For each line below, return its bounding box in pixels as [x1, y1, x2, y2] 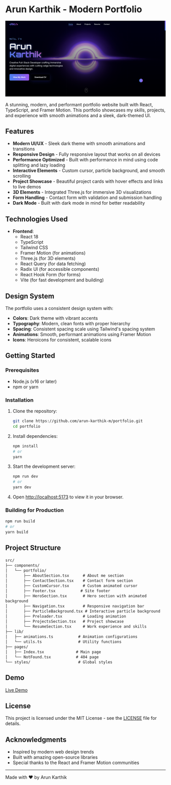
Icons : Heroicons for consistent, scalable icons [12, 337, 112, 343]
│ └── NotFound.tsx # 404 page [5, 654, 99, 660]
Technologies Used [5, 215, 68, 223]
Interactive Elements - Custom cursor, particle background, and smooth [12, 167, 165, 174]
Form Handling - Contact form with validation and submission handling [12, 194, 162, 201]
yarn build [5, 529, 28, 535]
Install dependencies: [12, 433, 58, 439]
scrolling [12, 173, 31, 179]
